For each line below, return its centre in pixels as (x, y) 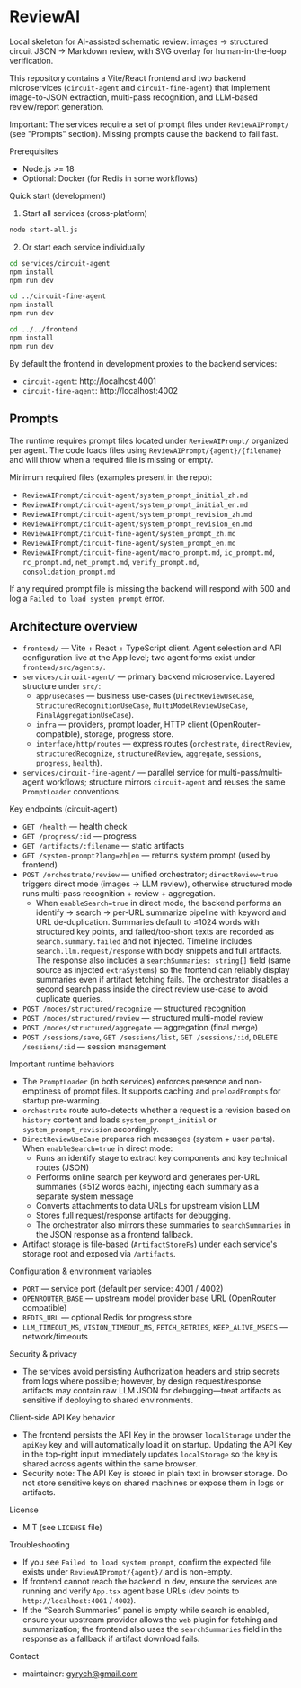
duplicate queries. (69, 999)
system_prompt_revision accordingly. (91, 1130)
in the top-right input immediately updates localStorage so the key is (150, 1454)
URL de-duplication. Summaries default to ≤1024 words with (147, 922)
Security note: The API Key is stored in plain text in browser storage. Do (155, 1474)
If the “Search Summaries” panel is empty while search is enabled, (146, 1611)
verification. (31, 60)
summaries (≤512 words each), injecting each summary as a (147, 1187)
